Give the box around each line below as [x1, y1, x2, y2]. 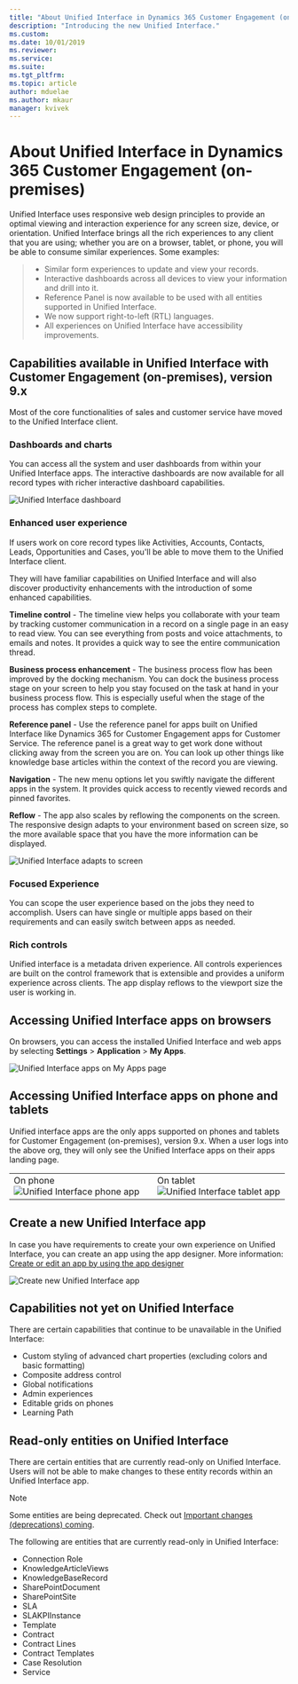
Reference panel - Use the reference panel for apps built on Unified [9, 719, 258, 729]
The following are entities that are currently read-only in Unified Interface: [9, 1537, 279, 1547]
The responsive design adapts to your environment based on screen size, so [9, 819, 289, 830]
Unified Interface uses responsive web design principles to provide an [9, 209, 266, 220]
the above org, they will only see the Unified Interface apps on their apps [9, 1145, 276, 1155]
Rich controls [9, 938, 68, 950]
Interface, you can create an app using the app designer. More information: [9, 1248, 284, 1259]
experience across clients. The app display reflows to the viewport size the [9, 978, 284, 988]
